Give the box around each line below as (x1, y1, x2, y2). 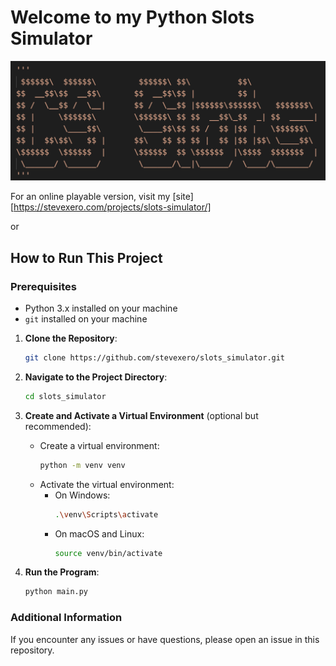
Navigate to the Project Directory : (24, 371, 168, 383)
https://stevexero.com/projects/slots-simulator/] (13, 201, 212, 213)
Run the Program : (24, 566, 100, 578)
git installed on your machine (24, 313, 148, 325)
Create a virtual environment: (39, 439, 160, 451)
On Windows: (54, 489, 111, 501)
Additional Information (10, 611, 123, 625)
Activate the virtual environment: (39, 478, 175, 490)
